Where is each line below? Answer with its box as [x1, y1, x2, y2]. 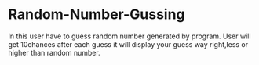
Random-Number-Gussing [8, 5, 186, 23]
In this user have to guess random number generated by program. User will [8, 31, 251, 41]
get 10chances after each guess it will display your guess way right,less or [8, 39, 249, 49]
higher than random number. [8, 48, 100, 57]
